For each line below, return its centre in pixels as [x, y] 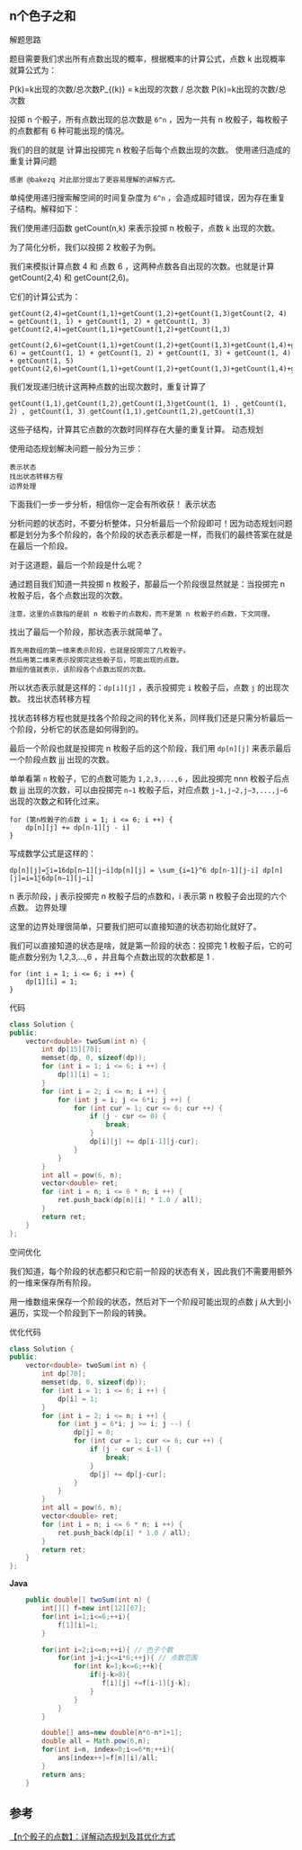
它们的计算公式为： [45, 296]
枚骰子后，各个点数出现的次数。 [68, 595]
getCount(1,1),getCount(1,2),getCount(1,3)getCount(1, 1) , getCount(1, [148, 403]
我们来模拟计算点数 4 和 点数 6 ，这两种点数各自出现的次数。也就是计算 [142, 266]
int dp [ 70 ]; [64, 1374]
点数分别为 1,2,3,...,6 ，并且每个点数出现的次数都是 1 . [115, 956]
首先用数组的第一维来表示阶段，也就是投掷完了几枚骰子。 [100, 651]
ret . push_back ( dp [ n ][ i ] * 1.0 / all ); [130, 1200]
